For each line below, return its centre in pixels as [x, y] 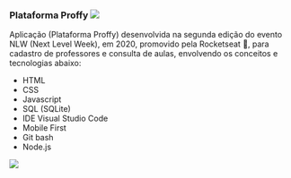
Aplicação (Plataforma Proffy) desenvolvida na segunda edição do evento [146, 35]
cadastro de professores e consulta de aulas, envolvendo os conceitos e [144, 54]
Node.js [37, 147]
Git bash [38, 138]
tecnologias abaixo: [45, 64]
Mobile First [44, 128]
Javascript [42, 99]
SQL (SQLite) [47, 109]
